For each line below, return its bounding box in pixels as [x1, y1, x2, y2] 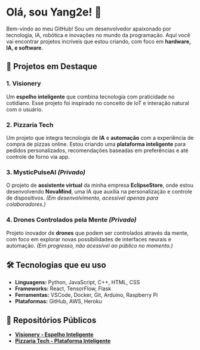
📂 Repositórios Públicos [6, 315, 97, 325]
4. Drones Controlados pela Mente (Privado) [6, 216, 137, 224]
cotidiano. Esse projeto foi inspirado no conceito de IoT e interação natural [6, 99, 189, 106]
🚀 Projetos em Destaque [6, 62, 97, 72]
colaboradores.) [6, 201, 46, 208]
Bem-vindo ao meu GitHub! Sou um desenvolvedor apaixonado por [6, 25, 171, 32]
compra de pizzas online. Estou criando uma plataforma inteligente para [6, 140, 186, 148]
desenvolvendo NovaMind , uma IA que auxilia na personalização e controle [6, 188, 192, 195]
